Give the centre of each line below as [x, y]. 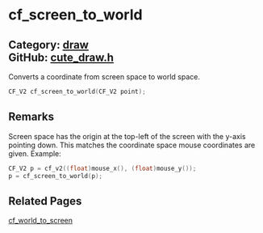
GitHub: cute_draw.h [61, 57]
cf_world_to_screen [41, 221]
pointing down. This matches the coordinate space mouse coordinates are [132, 145]
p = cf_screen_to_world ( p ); [56, 176]
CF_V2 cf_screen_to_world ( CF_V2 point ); [77, 91]
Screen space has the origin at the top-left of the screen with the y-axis [127, 136]
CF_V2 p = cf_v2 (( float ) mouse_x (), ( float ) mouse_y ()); [102, 168]
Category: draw [48, 45]
